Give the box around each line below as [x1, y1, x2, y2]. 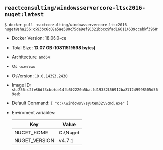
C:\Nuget [58, 129, 80, 136]
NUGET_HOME [14, 129, 48, 136]
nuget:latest [4, 11, 44, 18]
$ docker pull [4, 22, 34, 27]
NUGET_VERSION [14, 137, 54, 144]
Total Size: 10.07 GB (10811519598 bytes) [11, 44, 96, 50]
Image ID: [11, 82, 31, 88]
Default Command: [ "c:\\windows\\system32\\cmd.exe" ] [11, 100, 129, 106]
